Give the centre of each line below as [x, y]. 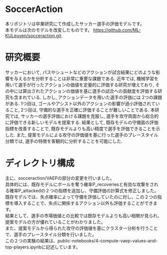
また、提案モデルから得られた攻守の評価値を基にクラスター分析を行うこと [82, 228]
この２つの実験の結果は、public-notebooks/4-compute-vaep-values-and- [82, 240]
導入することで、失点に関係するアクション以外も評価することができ [83, 203]
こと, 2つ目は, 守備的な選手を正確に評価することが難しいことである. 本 [82, 110]
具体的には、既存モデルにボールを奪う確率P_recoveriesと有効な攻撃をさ [80, 184]
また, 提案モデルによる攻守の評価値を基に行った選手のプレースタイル [87, 135]
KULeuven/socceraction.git [33, 36]
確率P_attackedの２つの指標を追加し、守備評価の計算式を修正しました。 [84, 190]
